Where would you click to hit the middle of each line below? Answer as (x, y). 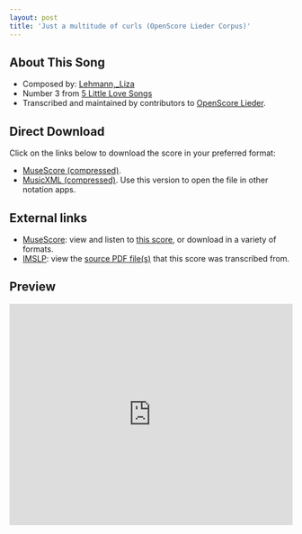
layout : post (34, 18)
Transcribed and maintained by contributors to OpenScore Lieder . (144, 103)
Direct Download (57, 131)
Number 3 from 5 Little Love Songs (87, 93)
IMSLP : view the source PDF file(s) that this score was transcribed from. (156, 258)
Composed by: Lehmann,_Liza (78, 84)
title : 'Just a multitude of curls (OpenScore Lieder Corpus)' (130, 26)
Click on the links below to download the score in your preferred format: (142, 153)
